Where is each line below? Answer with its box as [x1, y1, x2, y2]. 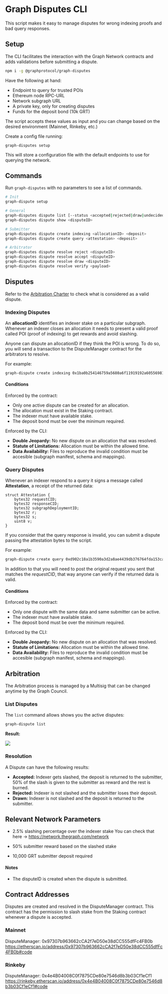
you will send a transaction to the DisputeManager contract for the [5, 346, 142, 352]
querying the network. [5, 157, 51, 163]
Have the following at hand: [5, 77, 61, 83]
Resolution [5, 753, 32, 760]
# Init [5, 195, 19, 200]
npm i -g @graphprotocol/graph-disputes [5, 68, 91, 73]
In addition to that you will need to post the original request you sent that [5, 566, 155, 572]
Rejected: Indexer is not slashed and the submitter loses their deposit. [12, 790, 157, 796]
